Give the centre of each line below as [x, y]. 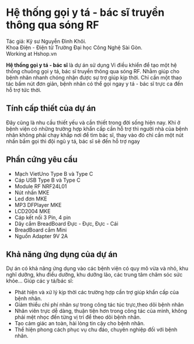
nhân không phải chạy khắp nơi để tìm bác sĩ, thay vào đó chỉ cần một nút [95, 135]
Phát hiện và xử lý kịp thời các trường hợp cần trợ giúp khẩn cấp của [97, 292]
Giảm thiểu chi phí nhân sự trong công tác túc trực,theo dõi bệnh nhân [99, 305]
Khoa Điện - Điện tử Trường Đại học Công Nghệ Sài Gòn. [74, 47]
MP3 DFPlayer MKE [38, 205]
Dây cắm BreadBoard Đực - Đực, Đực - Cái [66, 223]
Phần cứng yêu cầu [42, 160]
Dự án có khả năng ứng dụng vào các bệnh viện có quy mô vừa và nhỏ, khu [97, 268]
